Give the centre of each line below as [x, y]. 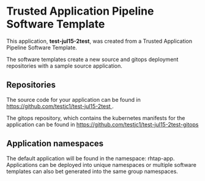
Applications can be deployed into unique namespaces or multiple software [102, 165]
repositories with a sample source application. [64, 66]
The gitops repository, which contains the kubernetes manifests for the [96, 118]
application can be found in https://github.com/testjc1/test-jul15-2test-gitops [102, 124]
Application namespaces [55, 144]
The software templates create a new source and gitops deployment [92, 59]
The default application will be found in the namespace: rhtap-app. [91, 158]
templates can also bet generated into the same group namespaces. [92, 171]
